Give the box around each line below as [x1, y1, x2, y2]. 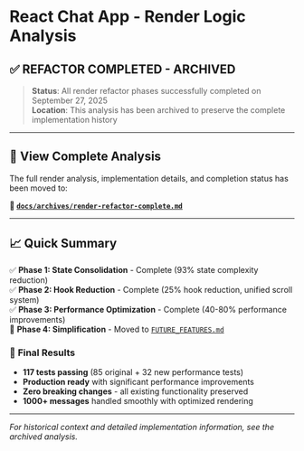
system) [9, 294, 40, 305]
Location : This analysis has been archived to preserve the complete [31, 105, 286, 115]
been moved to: [9, 183, 68, 193]
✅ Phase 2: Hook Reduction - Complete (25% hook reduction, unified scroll [9, 284, 293, 295]
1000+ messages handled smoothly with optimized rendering [22, 395, 253, 406]
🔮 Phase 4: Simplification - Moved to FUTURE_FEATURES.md [9, 324, 224, 334]
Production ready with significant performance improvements [22, 376, 255, 387]
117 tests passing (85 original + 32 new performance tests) [22, 366, 244, 377]
